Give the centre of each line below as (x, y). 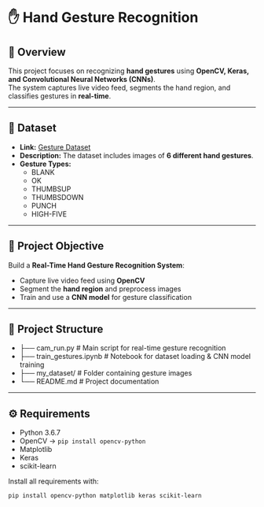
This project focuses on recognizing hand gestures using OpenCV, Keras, (128, 71)
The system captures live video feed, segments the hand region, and (119, 87)
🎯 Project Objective (56, 246)
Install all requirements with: (54, 481)
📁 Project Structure (56, 329)
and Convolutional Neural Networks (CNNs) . (82, 79)
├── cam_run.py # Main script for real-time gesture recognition (123, 348)
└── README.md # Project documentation (89, 382)
